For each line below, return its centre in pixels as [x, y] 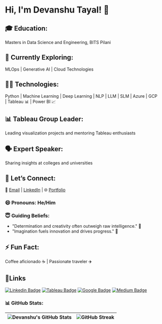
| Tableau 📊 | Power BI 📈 [30, 102]
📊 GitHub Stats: [24, 303]
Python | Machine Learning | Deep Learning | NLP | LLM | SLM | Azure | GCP [81, 96]
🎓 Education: [26, 28]
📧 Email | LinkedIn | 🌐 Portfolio [35, 190]
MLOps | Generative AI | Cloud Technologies [49, 69]
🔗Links [15, 278]
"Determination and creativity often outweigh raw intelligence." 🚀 [77, 226]
